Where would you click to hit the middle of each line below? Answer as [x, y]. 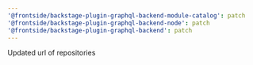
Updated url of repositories [52, 53]
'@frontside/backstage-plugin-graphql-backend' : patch [100, 30]
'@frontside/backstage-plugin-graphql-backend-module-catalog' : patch [126, 15]
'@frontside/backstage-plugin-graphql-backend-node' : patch [109, 23]
